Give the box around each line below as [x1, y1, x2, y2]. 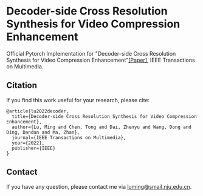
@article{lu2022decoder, [6, 108, 69, 114]
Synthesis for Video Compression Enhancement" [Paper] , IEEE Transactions [6, 56, 196, 64]
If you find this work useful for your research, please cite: [6, 96, 150, 103]
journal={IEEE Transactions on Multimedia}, [12, 134, 126, 140]
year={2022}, [12, 140, 45, 146]
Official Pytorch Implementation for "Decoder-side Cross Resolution [6, 50, 176, 57]
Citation [6, 80, 38, 91]
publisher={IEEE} [12, 145, 56, 151]
